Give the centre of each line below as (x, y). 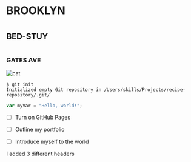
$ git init (20, 84)
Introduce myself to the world (52, 141)
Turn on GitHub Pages (43, 117)
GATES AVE (24, 60)
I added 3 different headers (40, 154)
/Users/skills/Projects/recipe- (145, 89)
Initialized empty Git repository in (54, 89)
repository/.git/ (28, 95)
